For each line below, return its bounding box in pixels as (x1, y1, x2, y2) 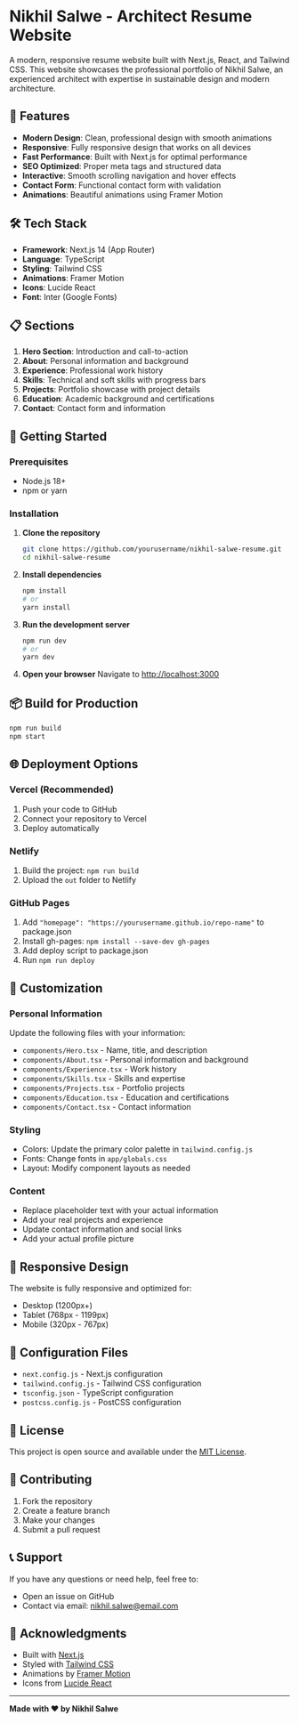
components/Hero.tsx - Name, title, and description (21, 1044, 207, 1056)
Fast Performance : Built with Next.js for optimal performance (21, 151, 247, 162)
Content (9, 1185, 46, 1198)
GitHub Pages (9, 896, 70, 909)
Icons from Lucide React (21, 1678, 113, 1688)
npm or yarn (21, 485, 68, 496)
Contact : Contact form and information (21, 403, 166, 414)
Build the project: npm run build (21, 865, 140, 876)
